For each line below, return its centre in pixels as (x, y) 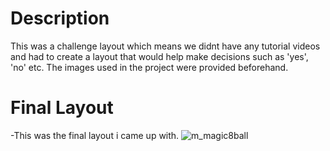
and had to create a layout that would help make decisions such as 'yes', (159, 56)
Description (60, 18)
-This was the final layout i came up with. (95, 135)
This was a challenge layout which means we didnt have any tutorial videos (165, 46)
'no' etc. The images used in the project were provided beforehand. (149, 67)
